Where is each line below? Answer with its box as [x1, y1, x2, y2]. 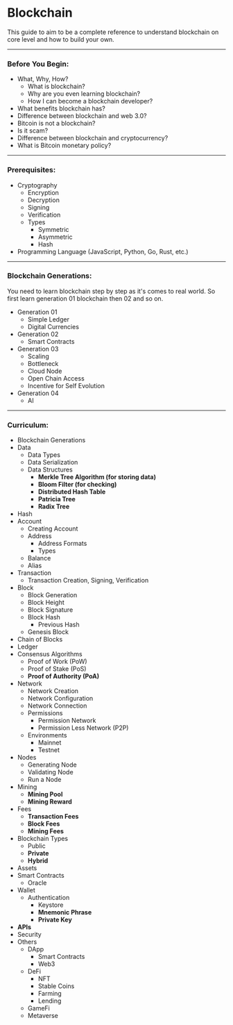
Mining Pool [27, 790, 63, 799]
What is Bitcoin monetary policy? [17, 141, 112, 150]
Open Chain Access [27, 374, 85, 383]
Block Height [27, 599, 64, 607]
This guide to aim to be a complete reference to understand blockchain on [7, 28, 219, 36]
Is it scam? [17, 126, 49, 135]
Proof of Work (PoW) [27, 658, 88, 666]
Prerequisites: [7, 165, 56, 175]
